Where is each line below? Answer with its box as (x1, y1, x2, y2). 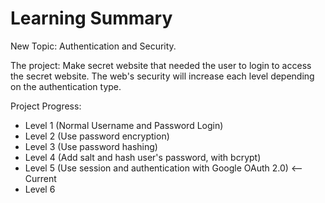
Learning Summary (10, 7, 173, 30)
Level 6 (24, 183, 56, 195)
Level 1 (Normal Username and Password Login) (24, 119, 224, 131)
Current (24, 172, 57, 184)
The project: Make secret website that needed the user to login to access (10, 59, 312, 71)
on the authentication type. (10, 80, 122, 92)
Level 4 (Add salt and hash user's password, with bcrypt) (24, 151, 262, 163)
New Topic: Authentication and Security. (10, 40, 177, 52)
